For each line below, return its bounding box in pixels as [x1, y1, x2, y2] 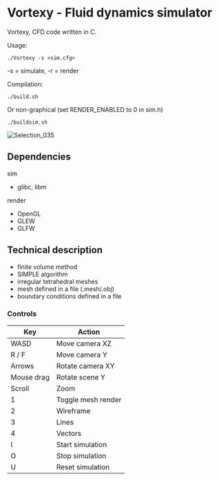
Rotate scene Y [56, 372, 105, 381]
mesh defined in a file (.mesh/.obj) [17, 285, 115, 293]
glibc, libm [17, 182, 47, 191]
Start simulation [56, 440, 107, 449]
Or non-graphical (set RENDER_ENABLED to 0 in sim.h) [7, 105, 163, 113]
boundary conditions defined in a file [17, 292, 122, 300]
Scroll [10, 384, 30, 393]
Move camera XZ [56, 339, 112, 348]
